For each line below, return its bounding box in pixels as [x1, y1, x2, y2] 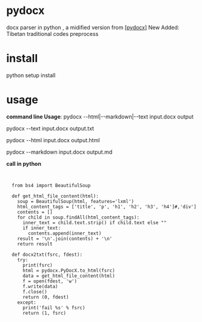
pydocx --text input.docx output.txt [6, 125, 94, 132]
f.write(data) [22, 283, 59, 289]
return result [17, 241, 53, 247]
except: [17, 299, 36, 306]
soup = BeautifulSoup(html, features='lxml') [17, 198, 135, 204]
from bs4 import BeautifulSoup [12, 182, 91, 188]
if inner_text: [22, 225, 61, 231]
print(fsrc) [22, 262, 53, 268]
